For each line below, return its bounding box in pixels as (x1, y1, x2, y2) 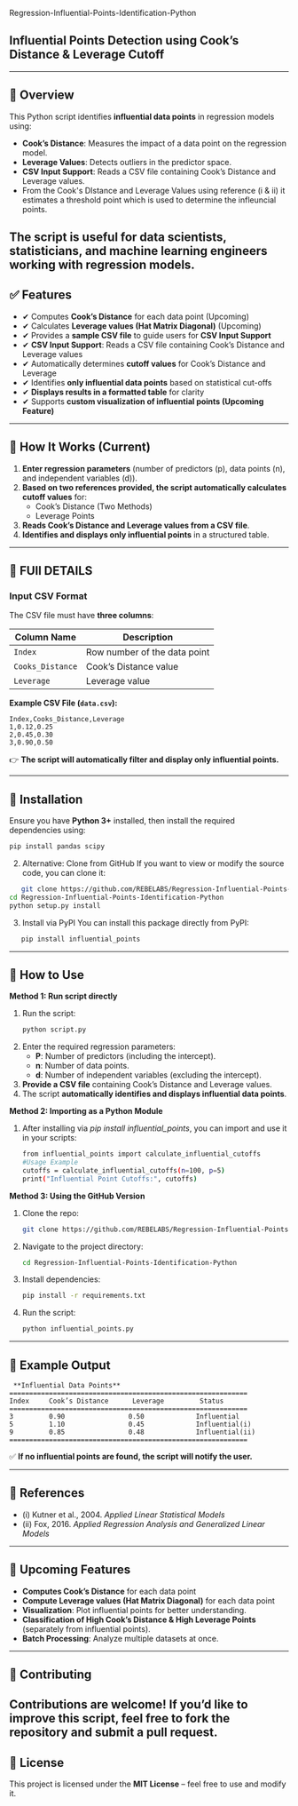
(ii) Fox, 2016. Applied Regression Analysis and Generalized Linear (21, 1518, 266, 1529)
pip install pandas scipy (9, 842, 105, 851)
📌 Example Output (9, 1357, 111, 1372)
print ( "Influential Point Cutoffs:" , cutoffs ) (21, 1174, 198, 1183)
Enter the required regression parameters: (21, 1041, 176, 1052)
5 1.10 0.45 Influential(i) (9, 1420, 252, 1429)
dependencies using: (9, 825, 86, 836)
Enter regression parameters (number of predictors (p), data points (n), (21, 463, 286, 473)
